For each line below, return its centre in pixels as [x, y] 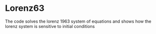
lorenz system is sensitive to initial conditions [50, 26]
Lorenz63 [25, 8]
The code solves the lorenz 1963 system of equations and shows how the [78, 21]
